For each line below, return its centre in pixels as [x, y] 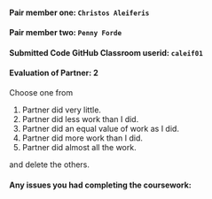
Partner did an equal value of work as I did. [101, 128]
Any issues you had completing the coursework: [101, 185]
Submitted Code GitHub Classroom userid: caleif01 [106, 52]
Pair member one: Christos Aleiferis [79, 12]
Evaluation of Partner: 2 [54, 73]
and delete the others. [50, 165]
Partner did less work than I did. [80, 119]
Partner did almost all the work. [79, 147]
